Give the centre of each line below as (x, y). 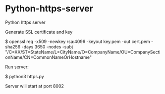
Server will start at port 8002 (35, 86)
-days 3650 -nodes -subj (47, 47)
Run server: (17, 67)
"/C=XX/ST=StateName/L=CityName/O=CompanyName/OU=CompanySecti (83, 52)
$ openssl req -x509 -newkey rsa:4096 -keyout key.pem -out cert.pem (78, 41)
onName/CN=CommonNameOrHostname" (49, 57)
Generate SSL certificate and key (39, 32)
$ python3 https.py (25, 76)
